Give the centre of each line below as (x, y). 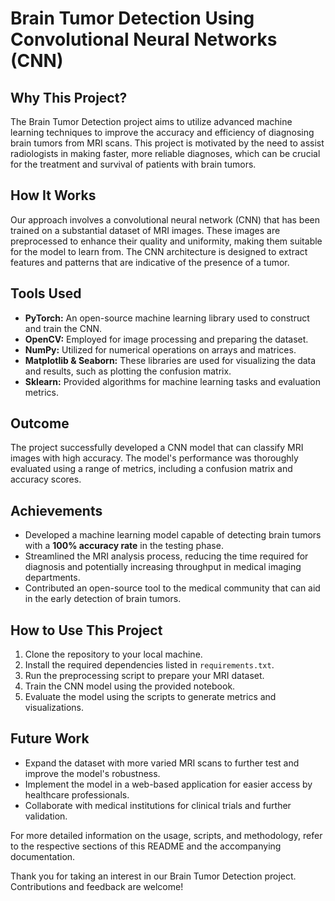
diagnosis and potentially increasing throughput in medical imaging (163, 567)
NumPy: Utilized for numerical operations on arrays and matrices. (160, 349)
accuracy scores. (46, 479)
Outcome (40, 423)
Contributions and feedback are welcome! (97, 886)
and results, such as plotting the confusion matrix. (128, 371)
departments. (52, 578)
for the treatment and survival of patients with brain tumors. (133, 164)
